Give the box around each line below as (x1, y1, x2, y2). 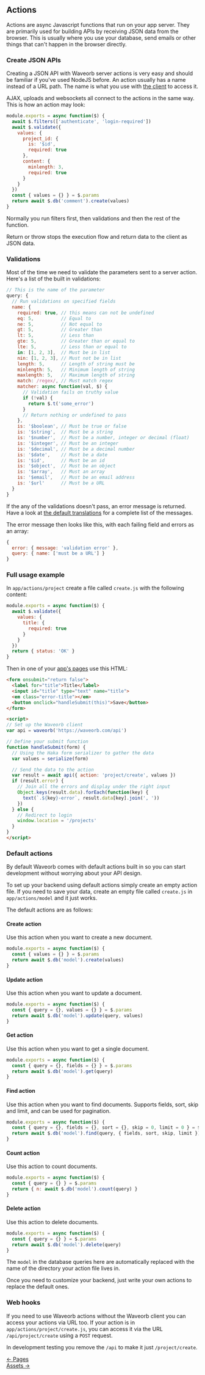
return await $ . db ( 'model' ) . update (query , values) (12, 1012, 143, 1019)
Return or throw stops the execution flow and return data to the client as (6, 233, 187, 240)
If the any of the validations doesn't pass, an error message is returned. (6, 502, 187, 509)
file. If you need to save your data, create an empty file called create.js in (6, 888, 193, 895)
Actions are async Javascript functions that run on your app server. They (6, 21, 190, 28)
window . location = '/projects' (17, 818, 97, 824)
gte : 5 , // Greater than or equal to (17, 338, 135, 345)
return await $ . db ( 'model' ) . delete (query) (12, 1241, 121, 1248)
